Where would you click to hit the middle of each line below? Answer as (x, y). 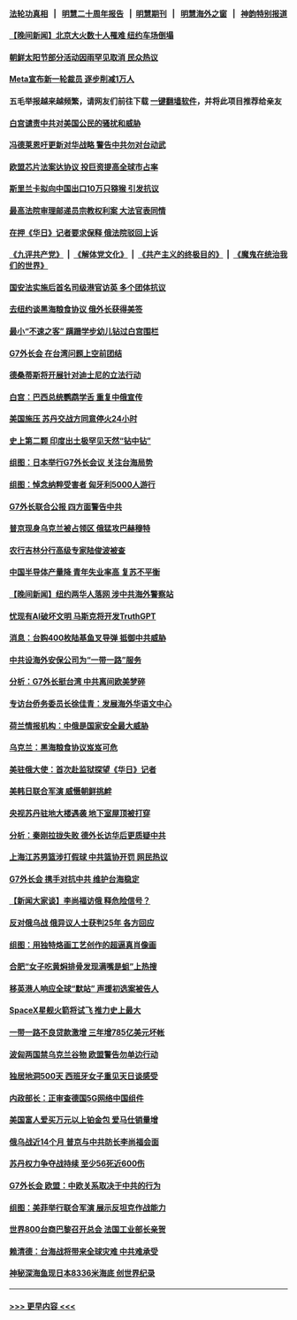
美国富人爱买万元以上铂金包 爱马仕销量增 (84, 1120)
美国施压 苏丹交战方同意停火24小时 (73, 419)
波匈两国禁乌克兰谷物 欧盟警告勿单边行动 (84, 1054)
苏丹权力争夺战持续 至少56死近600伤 (77, 1163)
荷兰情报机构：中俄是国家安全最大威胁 (79, 725)
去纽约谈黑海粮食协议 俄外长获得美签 (76, 309)
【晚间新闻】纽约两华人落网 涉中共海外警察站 (91, 594)
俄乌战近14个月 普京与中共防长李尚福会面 (84, 1141)
